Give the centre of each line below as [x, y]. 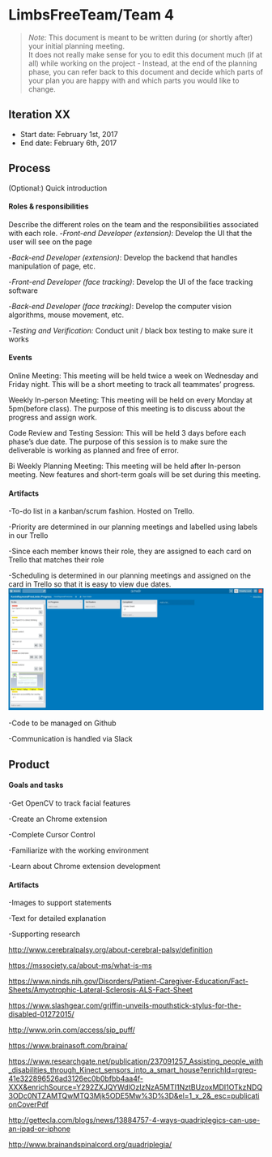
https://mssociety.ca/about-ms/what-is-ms [80, 966]
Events [20, 358]
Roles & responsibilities [49, 206]
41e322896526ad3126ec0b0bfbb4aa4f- [76, 1079]
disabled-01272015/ [41, 1014]
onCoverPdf [28, 1104]
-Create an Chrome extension [58, 819]
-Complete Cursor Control [52, 834]
